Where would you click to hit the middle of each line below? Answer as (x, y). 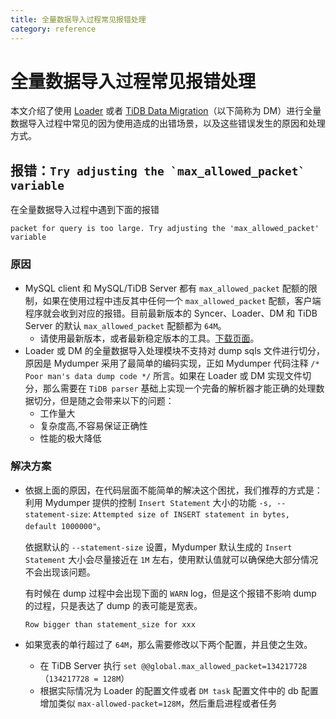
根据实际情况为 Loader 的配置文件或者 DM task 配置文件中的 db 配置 (179, 690)
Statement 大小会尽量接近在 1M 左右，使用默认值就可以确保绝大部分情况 (171, 559)
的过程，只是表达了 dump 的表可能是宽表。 (113, 605)
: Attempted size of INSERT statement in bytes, (189, 513)
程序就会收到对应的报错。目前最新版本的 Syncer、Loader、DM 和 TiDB (171, 313)
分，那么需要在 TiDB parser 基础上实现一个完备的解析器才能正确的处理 (170, 388)
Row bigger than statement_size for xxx (110, 624)
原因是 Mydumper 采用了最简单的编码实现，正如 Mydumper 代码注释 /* (172, 363)
